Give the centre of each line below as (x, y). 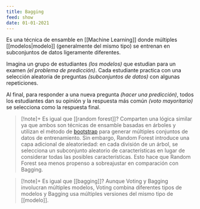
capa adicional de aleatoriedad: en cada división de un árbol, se (99, 145)
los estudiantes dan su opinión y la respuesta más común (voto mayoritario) (100, 101)
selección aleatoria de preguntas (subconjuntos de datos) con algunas (93, 77)
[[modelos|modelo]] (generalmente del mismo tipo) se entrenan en (88, 46)
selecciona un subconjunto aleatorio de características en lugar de (103, 150)
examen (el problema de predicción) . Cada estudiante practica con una (94, 70)
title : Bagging (25, 12)
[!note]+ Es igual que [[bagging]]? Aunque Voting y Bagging (94, 181)
